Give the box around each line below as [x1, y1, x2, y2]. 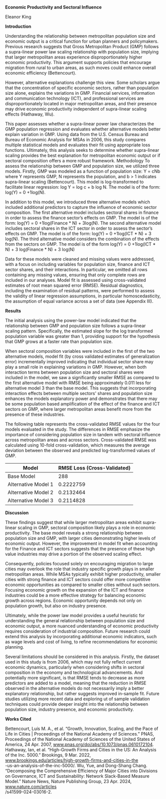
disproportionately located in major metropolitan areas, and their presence [5, 101, 157, 106]
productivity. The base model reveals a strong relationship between [5, 530, 143, 535]
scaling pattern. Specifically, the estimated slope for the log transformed [5, 328, 153, 334]
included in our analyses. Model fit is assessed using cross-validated [5, 277, 146, 283]
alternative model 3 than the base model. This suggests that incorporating [5, 385, 157, 391]
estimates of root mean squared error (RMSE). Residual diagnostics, [5, 282, 144, 288]
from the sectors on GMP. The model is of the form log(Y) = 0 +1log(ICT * [5, 241, 156, 247]
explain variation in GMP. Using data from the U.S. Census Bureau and [5, 132, 149, 137]
